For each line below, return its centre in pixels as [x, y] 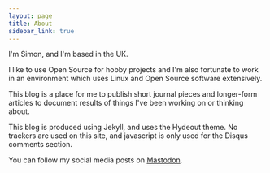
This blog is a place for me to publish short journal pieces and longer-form [133, 94]
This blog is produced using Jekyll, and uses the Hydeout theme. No [123, 128]
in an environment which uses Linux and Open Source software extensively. [135, 79]
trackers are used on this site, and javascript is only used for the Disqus [128, 136]
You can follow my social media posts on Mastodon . [96, 160]
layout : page [30, 16]
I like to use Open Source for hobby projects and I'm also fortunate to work [133, 70]
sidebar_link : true [41, 31]
